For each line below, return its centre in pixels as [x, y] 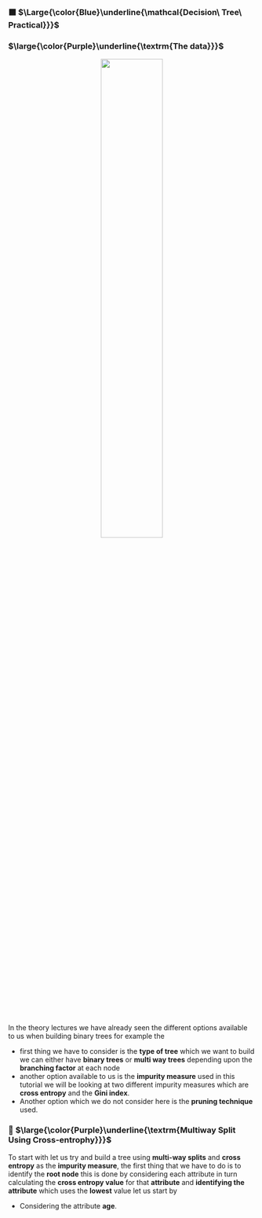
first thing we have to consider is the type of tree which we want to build [137, 1051]
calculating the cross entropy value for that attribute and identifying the [126, 1182]
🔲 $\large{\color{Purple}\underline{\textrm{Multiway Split [122, 1130]
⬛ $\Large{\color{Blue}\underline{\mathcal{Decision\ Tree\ [125, 12]
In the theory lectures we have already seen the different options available [128, 1028]
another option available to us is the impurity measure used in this [127, 1077]
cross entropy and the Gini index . [75, 1093]
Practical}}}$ [34, 24]
